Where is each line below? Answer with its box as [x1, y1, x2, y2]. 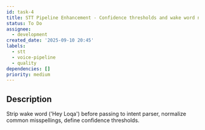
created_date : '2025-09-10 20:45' [6, 37, 95, 43]
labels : [6, 43, 26, 49]
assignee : [6, 26, 32, 32]
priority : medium [6, 71, 51, 78]
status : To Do [6, 20, 43, 26]
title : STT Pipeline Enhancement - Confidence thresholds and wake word [6, 15, 195, 21]
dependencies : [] [6, 65, 51, 72]
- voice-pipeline [12, 54, 56, 60]
